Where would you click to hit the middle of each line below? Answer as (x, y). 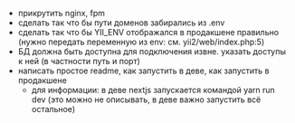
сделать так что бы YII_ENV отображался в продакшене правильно (148, 32)
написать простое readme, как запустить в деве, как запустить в (143, 71)
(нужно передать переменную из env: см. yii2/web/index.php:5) (141, 42)
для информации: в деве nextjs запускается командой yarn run (153, 90)
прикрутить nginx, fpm (62, 13)
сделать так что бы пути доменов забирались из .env (121, 23)
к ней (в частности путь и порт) (79, 61)
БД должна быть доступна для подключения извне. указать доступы (152, 52)
